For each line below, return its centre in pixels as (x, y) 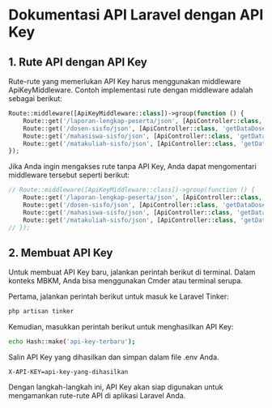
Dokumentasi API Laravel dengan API (136, 15)
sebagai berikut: (36, 98)
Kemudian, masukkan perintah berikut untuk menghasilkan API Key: (121, 327)
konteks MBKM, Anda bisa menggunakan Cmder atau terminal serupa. (125, 281)
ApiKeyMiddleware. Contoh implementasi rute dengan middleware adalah (131, 90)
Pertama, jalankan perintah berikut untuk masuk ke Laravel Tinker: (119, 296)
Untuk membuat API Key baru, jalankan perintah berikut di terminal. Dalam (132, 272)
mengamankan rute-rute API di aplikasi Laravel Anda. (97, 396)
